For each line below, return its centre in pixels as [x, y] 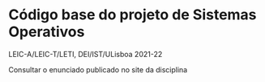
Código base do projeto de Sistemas [132, 15]
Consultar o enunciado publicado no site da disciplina [98, 69]
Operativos [47, 32]
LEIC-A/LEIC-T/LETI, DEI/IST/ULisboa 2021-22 [85, 54]
